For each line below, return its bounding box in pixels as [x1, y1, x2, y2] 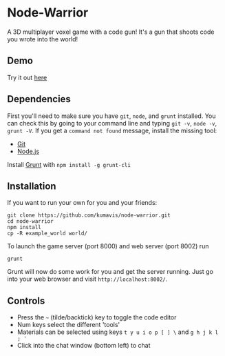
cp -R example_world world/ [7, 230, 88, 237]
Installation [7, 180, 56, 192]
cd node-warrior [7, 218, 54, 225]
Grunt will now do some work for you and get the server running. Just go [7, 268, 213, 276]
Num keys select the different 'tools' [17, 321, 120, 329]
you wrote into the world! [7, 34, 78, 43]
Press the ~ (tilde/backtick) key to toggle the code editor [17, 313, 177, 322]
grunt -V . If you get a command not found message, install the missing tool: [7, 126, 217, 135]
